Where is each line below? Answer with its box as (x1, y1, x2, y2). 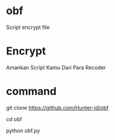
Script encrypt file (6, 24, 50, 31)
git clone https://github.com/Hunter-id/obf (6, 104, 109, 111)
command (6, 84, 57, 98)
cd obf (6, 115, 22, 122)
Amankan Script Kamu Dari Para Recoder (6, 64, 106, 71)
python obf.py (6, 127, 40, 134)
